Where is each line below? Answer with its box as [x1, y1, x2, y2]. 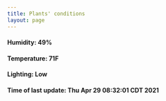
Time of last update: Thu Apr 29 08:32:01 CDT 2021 [7, 86, 160, 94]
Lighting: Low [7, 70, 47, 79]
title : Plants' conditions [7, 10, 85, 17]
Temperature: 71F [7, 54, 59, 63]
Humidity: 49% [7, 38, 52, 47]
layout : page [7, 17, 45, 24]
